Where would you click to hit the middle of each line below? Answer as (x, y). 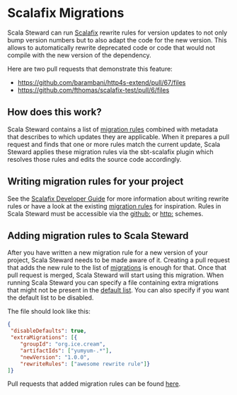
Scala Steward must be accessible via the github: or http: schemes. (105, 213)
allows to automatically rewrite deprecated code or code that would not (111, 47)
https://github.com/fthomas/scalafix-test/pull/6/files (93, 90)
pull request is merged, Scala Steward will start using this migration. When (116, 275)
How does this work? (54, 112)
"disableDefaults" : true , (48, 331)
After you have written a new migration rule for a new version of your (108, 253)
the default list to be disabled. (51, 297)
